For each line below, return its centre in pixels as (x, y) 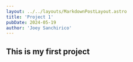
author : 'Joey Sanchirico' (39, 28)
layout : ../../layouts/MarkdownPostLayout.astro (66, 11)
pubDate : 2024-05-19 (31, 22)
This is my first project (48, 51)
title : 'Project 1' (30, 17)
